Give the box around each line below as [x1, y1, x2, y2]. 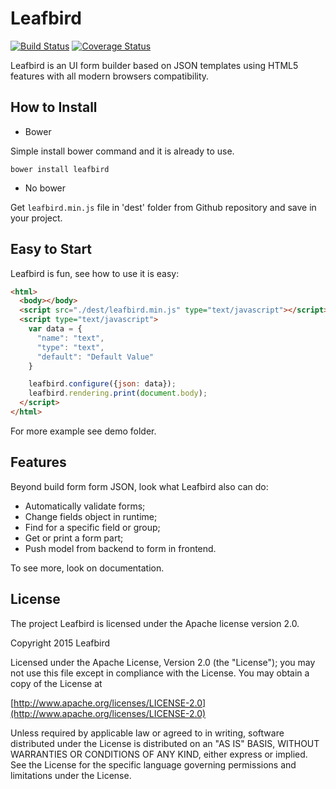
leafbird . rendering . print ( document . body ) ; [28, 388, 208, 399]
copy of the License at [10, 677, 103, 689]
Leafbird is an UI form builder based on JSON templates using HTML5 [10, 59, 299, 71]
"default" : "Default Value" [36, 352, 155, 362]
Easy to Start [10, 241, 93, 258]
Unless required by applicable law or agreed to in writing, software [10, 727, 285, 739]
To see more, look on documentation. [10, 562, 165, 574]
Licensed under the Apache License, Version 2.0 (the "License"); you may [10, 656, 316, 668]
